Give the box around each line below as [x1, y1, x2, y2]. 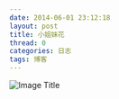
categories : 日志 [9, 47, 72, 56]
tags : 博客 [9, 55, 48, 64]
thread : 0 [9, 38, 47, 48]
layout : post [9, 22, 59, 31]
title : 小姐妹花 [9, 30, 65, 39]
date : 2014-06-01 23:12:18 [9, 13, 111, 22]
